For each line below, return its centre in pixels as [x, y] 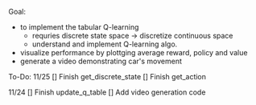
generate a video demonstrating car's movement [101, 61]
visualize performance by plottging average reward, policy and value [134, 52]
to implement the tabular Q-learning [79, 27]
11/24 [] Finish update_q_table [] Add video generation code [107, 92]
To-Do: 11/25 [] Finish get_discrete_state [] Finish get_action [107, 77]
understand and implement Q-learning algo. [105, 44]
